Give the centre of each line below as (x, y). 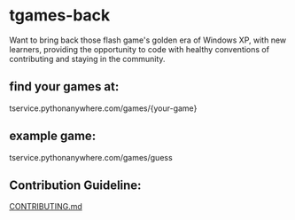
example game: (53, 136)
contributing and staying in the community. (87, 59)
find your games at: (64, 86)
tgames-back (60, 16)
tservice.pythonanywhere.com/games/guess (91, 157)
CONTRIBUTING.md (46, 207)
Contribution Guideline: (75, 185)
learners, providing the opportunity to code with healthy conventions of (140, 49)
